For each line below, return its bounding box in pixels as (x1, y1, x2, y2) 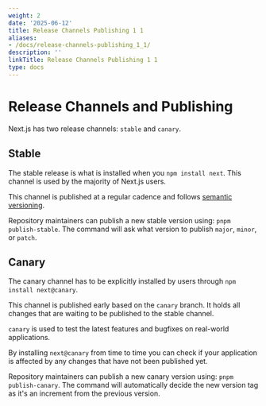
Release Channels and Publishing (8, 97, 233, 115)
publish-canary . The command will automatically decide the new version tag (8, 381, 259, 390)
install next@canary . (8, 285, 79, 295)
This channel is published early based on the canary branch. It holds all (8, 300, 241, 310)
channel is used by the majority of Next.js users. (8, 176, 167, 186)
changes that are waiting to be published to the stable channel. (8, 309, 214, 319)
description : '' (8, 48, 62, 56)
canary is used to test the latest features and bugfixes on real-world (8, 324, 229, 334)
